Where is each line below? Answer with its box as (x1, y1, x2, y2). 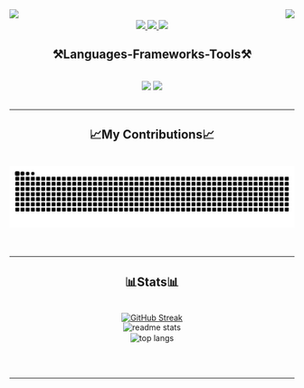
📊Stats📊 (125, 274, 179, 289)
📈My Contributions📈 (89, 127, 215, 143)
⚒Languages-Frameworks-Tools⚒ (52, 47, 252, 62)
